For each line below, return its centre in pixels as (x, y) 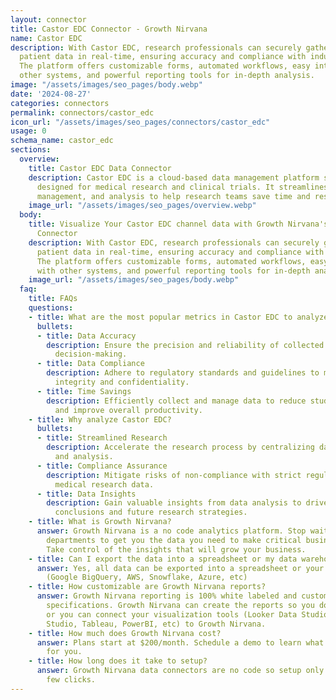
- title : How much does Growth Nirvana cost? (125, 633)
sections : (31, 150)
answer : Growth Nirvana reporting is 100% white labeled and (167, 596)
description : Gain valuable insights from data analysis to (174, 503)
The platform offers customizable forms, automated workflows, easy (165, 66)
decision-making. (91, 354)
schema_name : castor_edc (62, 141)
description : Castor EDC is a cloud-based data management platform (174, 177)
